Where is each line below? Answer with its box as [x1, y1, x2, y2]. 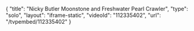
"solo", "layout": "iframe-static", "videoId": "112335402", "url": [5, 12, 162, 19]
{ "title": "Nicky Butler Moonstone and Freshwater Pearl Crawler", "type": [5, 5, 189, 12]
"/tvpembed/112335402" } [5, 18, 72, 25]
